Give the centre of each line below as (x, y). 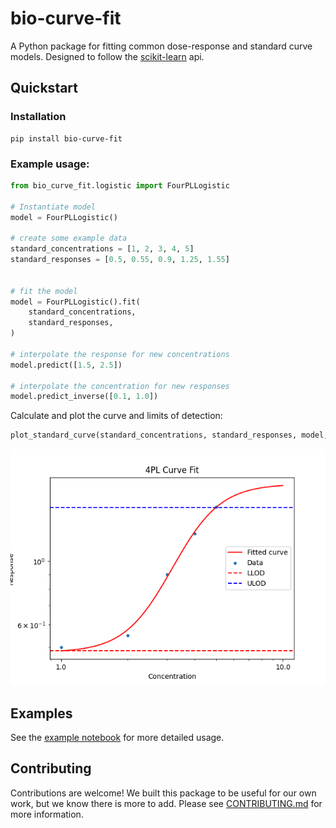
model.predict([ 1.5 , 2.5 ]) (66, 365)
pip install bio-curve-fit (66, 138)
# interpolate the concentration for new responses (120, 386)
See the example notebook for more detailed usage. (117, 737)
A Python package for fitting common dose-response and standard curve (161, 46)
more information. (47, 814)
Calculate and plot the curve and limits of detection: (116, 416)
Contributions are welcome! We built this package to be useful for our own (163, 793)
